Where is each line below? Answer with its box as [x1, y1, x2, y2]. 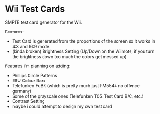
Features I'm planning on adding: [5, 63, 71, 69]
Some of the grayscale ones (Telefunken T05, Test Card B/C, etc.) [12, 93, 144, 99]
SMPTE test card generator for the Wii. [5, 19, 82, 25]
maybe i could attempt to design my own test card [12, 103, 112, 109]
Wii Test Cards [5, 3, 65, 15]
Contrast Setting [12, 98, 45, 104]
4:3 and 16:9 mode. [12, 43, 51, 49]
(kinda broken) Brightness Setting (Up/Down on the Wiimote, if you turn [12, 49, 155, 54]
